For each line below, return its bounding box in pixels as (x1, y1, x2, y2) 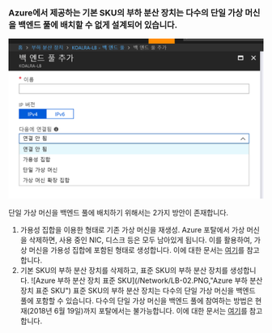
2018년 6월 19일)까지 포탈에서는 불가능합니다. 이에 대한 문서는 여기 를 (29, 306, 249, 316)
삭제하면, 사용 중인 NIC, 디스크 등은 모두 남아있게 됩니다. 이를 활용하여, (28, 235, 253, 245)
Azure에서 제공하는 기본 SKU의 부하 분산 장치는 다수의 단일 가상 (8, 6, 244, 18)
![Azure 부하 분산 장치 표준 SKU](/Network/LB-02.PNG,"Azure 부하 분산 (31, 275, 263, 285)
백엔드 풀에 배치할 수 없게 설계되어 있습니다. (17, 19, 178, 30)
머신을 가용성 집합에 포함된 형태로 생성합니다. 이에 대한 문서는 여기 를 (28, 245, 245, 255)
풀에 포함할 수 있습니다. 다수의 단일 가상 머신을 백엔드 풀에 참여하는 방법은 (19, 296, 253, 305)
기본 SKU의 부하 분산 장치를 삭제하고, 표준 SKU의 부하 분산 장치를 (19, 266, 228, 275)
